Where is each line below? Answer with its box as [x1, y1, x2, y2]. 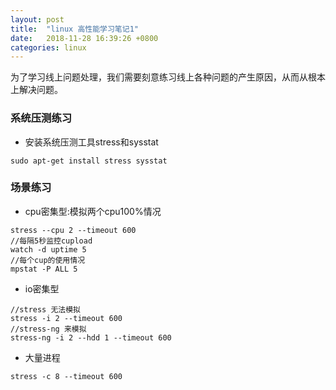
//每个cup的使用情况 [10, 255, 86, 265]
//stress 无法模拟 [10, 304, 81, 315]
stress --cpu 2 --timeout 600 [10, 225, 137, 235]
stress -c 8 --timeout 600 [10, 371, 123, 381]
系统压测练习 [10, 111, 73, 125]
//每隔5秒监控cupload [10, 236, 93, 246]
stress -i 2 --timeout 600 [10, 313, 123, 323]
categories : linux [10, 42, 87, 53]
